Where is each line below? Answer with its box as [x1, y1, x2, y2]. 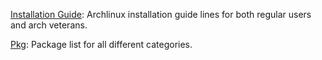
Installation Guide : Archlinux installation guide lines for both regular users [10, 9, 312, 20]
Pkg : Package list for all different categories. [10, 39, 193, 50]
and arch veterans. [10, 19, 88, 31]
